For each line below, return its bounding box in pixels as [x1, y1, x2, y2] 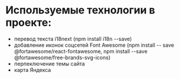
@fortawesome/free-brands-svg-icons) [14, 54, 111, 61]
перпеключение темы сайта [14, 60, 85, 67]
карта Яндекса [14, 66, 51, 73]
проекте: [5, 16, 52, 29]
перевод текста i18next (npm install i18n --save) [14, 35, 132, 42]
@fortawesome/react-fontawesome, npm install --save [14, 47, 148, 54]
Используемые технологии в [5, 4, 155, 17]
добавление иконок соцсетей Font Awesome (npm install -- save [14, 42, 175, 49]
